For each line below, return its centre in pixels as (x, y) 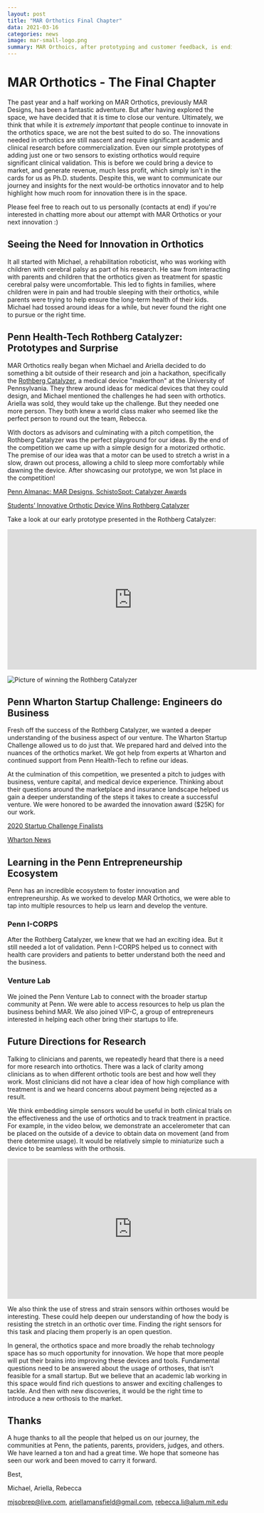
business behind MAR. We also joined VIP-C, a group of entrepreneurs (111, 1011)
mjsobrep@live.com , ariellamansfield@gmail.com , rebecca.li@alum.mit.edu (118, 1502)
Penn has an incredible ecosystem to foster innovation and (94, 891)
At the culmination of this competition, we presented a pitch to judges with (116, 774)
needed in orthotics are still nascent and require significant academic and (115, 140)
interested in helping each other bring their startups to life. (93, 1019)
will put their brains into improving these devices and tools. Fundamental (113, 1360)
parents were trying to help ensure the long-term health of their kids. (108, 299)
